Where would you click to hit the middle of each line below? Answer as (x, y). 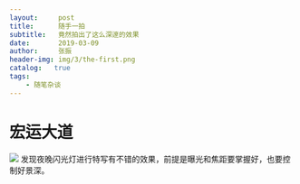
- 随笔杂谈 (44, 85)
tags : (19, 77)
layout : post (42, 18)
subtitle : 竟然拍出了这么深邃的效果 (74, 34)
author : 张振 (41, 51)
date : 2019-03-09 (54, 43)
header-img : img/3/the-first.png (73, 60)
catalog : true (40, 69)
